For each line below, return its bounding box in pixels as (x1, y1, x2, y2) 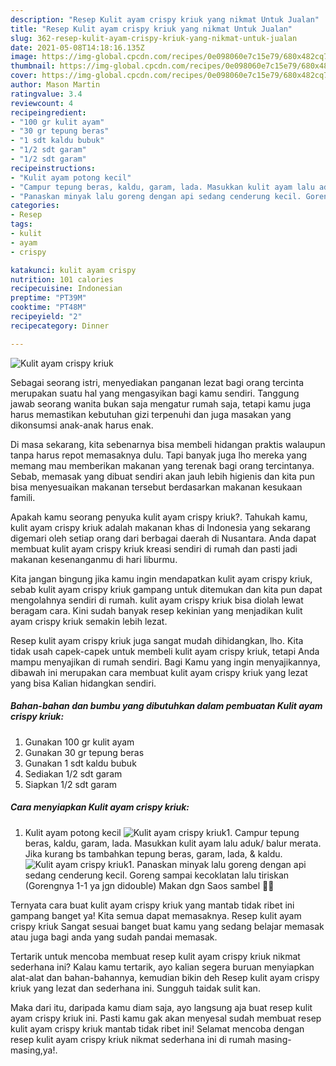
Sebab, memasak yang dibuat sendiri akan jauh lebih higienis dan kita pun (10, 470, 316, 482)
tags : (10, 219, 33, 230)
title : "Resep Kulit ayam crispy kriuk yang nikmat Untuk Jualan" (10, 24, 293, 34)
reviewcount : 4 (10, 98, 74, 108)
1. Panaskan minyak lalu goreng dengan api (128, 858, 307, 870)
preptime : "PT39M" (10, 293, 87, 303)
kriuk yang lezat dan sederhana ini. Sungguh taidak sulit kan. (10, 982, 261, 994)
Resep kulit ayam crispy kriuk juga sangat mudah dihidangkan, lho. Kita (10, 634, 304, 646)
